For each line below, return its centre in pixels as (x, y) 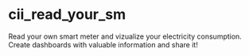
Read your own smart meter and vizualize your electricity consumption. (125, 36)
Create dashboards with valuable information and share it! (103, 44)
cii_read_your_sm (67, 15)
